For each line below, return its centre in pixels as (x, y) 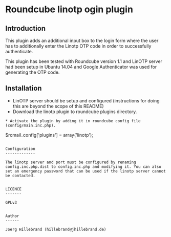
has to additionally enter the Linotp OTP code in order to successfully (78, 46)
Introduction (26, 28)
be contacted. (20, 176)
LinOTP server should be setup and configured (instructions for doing (86, 100)
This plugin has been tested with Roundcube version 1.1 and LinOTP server (84, 61)
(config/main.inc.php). (31, 125)
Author (12, 216)
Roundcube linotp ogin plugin (69, 9)
